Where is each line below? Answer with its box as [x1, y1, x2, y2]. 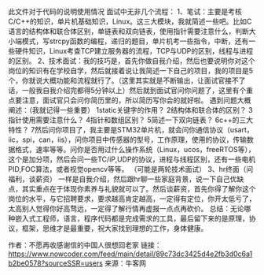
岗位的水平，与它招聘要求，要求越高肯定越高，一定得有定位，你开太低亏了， [8, 194, 256, 203]
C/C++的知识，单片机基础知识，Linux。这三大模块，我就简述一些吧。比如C [8, 17, 252, 26]
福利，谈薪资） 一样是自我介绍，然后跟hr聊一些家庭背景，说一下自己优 [8, 174, 237, 184]
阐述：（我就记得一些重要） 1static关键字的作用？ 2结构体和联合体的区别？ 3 [8, 106, 253, 114]
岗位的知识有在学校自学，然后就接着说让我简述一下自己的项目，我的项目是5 [8, 66, 254, 75]
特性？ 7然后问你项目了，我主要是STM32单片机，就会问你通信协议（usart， [8, 125, 254, 134]
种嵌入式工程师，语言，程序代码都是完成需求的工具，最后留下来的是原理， [8, 214, 249, 223]
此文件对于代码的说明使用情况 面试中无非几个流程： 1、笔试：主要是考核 [8, 7, 242, 16]
